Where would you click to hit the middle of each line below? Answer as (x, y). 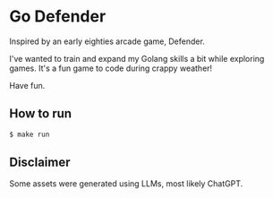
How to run (41, 114)
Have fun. (27, 85)
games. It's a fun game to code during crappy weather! (111, 68)
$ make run (30, 134)
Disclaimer (40, 163)
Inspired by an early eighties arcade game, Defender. (107, 41)
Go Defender (58, 17)
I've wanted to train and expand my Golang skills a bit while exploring (137, 58)
